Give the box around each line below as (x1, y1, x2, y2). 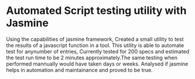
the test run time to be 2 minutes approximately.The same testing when (6, 54, 177, 61)
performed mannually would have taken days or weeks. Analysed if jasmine (6, 60, 189, 67)
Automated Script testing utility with (6, 4, 187, 17)
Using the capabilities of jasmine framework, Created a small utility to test (6, 35, 184, 42)
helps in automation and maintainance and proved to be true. (6, 66, 153, 73)
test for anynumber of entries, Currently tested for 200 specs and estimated (6, 48, 190, 55)
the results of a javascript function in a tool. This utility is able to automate (6, 42, 184, 49)
